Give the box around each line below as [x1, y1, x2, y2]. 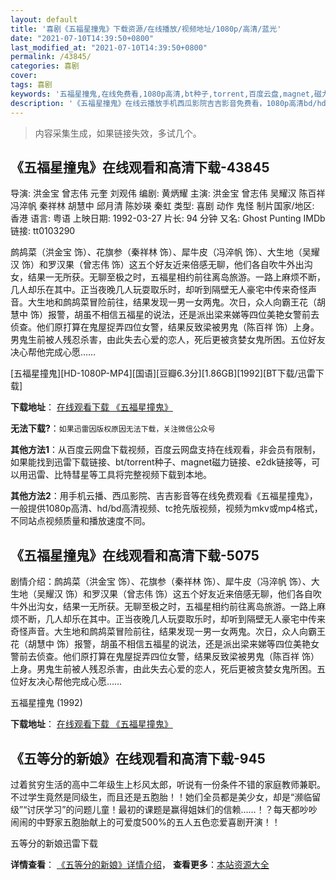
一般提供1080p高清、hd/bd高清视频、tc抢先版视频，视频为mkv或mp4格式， [10, 502, 323, 515]
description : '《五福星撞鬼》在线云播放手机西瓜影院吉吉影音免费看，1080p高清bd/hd [10, 98, 327, 108]
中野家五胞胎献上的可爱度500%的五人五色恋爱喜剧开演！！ [36, 816, 281, 828]
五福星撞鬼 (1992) [10, 697, 83, 709]
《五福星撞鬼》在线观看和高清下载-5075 [10, 547, 260, 564]
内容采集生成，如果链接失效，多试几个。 [34, 127, 202, 139]
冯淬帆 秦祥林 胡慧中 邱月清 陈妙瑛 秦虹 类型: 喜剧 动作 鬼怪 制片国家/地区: [10, 200, 315, 212]
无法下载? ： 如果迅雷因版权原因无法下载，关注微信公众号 [10, 422, 216, 435]
